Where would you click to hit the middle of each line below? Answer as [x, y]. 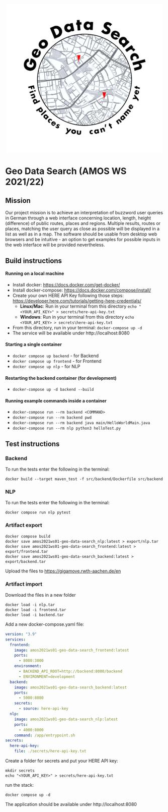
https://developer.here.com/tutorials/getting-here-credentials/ [77, 301]
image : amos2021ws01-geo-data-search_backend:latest [71, 687]
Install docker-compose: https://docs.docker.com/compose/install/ [82, 290]
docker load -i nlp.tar [30, 605]
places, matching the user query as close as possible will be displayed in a [82, 229]
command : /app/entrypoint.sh [45, 735]
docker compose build [28, 536]
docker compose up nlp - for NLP [46, 366]
